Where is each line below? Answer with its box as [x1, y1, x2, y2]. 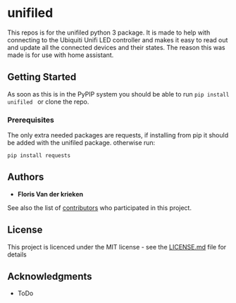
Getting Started [7, 71, 77, 83]
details [7, 250, 27, 259]
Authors [7, 171, 44, 183]
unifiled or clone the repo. [7, 97, 89, 106]
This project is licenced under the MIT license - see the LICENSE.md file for [7, 242, 227, 251]
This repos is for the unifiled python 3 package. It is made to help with [7, 28, 211, 37]
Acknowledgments [7, 271, 93, 283]
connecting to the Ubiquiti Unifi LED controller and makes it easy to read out [7, 35, 228, 44]
